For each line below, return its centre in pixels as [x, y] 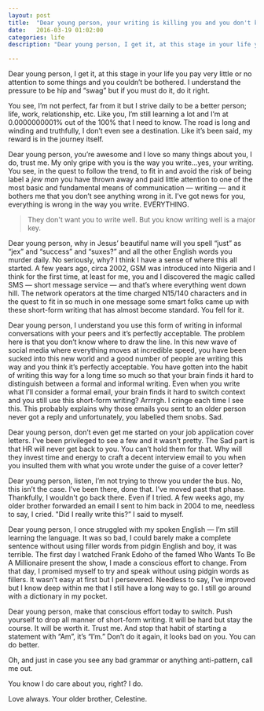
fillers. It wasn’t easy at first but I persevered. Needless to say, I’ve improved [132, 580]
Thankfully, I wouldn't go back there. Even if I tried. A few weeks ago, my [126, 498]
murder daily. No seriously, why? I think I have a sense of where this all [123, 260]
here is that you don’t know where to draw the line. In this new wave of [123, 342]
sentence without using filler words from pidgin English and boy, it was [123, 546]
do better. [24, 645]
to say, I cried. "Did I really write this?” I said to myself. [96, 515]
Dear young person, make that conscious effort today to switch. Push [121, 612]
